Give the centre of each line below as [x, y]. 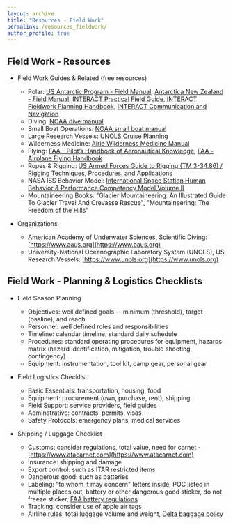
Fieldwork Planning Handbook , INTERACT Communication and [117, 107]
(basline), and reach [56, 319]
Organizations [37, 224]
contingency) [47, 356]
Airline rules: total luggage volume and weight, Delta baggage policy [126, 514]
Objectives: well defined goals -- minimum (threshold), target [115, 312]
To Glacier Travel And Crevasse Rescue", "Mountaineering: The [119, 203]
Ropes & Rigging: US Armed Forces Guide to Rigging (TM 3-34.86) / [125, 166]
